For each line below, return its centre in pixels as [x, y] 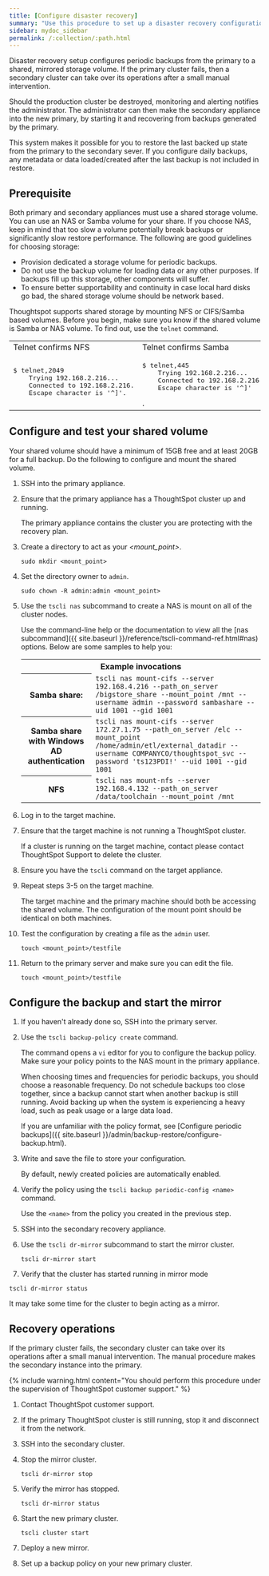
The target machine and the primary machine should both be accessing [138, 901]
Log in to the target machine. [68, 816]
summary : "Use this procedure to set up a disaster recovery [113, 23]
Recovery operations [62, 1329]
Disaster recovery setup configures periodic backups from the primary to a [133, 61]
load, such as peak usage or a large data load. [97, 1111]
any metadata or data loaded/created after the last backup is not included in [134, 160]
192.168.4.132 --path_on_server [157, 789]
